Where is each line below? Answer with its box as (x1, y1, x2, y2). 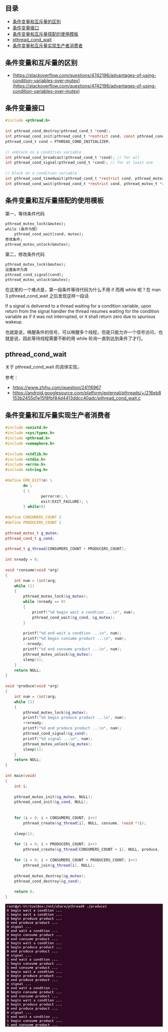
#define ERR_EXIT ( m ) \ (5, 478, 52, 483)
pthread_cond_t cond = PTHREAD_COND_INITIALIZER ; (5, 139, 111, 144)
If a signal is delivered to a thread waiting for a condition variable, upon (5, 302, 151, 308)
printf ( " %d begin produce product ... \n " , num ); (23, 715, 126, 720)
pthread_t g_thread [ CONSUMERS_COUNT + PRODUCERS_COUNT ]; (5, 546, 126, 551)
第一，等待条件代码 (5, 210, 45, 216)
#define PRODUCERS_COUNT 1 (5, 520, 61, 525)
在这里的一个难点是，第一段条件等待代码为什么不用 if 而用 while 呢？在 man (5, 286, 161, 292)
